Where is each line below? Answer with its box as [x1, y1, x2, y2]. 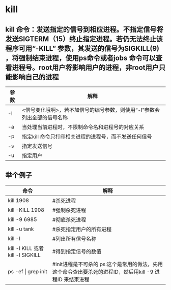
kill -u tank [8, 225, 34, 232]
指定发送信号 [22, 143, 53, 149]
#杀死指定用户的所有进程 [52, 225, 112, 233]
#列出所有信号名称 [52, 235, 97, 242]
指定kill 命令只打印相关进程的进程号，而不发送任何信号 [22, 133, 152, 140]
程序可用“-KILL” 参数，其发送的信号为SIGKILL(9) [5, 44, 159, 53]
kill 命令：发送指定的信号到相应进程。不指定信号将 [5, 25, 164, 34]
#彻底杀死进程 [52, 216, 87, 223]
